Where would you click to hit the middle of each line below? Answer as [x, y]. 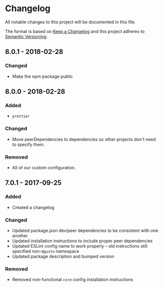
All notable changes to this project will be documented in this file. [71, 22]
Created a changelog [33, 207]
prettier [21, 117]
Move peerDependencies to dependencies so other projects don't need [84, 139]
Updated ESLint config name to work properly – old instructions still [80, 246]
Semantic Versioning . [26, 36]
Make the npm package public [42, 76]
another [20, 235]
